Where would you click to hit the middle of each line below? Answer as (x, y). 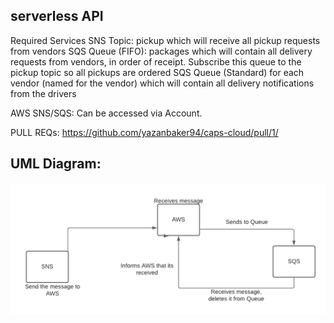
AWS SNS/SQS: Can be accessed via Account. (106, 113)
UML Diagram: (56, 164)
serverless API (57, 16)
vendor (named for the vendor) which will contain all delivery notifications (162, 83)
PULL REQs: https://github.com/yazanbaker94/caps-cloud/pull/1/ (144, 132)
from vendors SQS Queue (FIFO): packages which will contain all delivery (161, 51)
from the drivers (43, 93)
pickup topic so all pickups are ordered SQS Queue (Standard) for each (157, 72)
